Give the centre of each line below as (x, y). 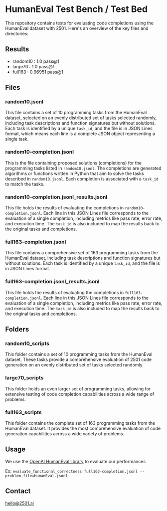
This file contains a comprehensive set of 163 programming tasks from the (82, 253)
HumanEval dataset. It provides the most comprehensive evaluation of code (83, 428)
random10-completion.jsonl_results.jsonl (56, 197)
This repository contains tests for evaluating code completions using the (79, 23)
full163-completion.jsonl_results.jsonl (52, 282)
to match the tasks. (25, 184)
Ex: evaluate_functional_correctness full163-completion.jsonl (72, 471)
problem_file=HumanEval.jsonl (37, 476)
